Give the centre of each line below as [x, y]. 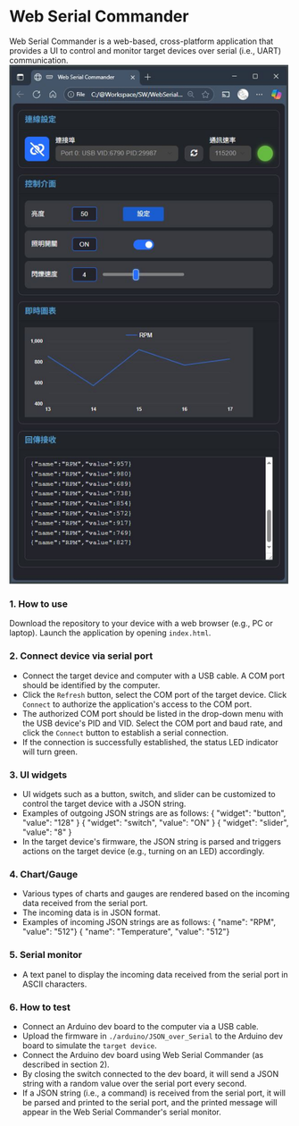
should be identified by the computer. [91, 685]
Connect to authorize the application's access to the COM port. [137, 704]
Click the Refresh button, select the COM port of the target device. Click [154, 694]
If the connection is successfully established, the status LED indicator [150, 742]
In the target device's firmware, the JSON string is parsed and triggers [151, 842]
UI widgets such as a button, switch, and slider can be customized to [149, 794]
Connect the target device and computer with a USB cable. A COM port [154, 676]
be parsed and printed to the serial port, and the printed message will [149, 1102]
